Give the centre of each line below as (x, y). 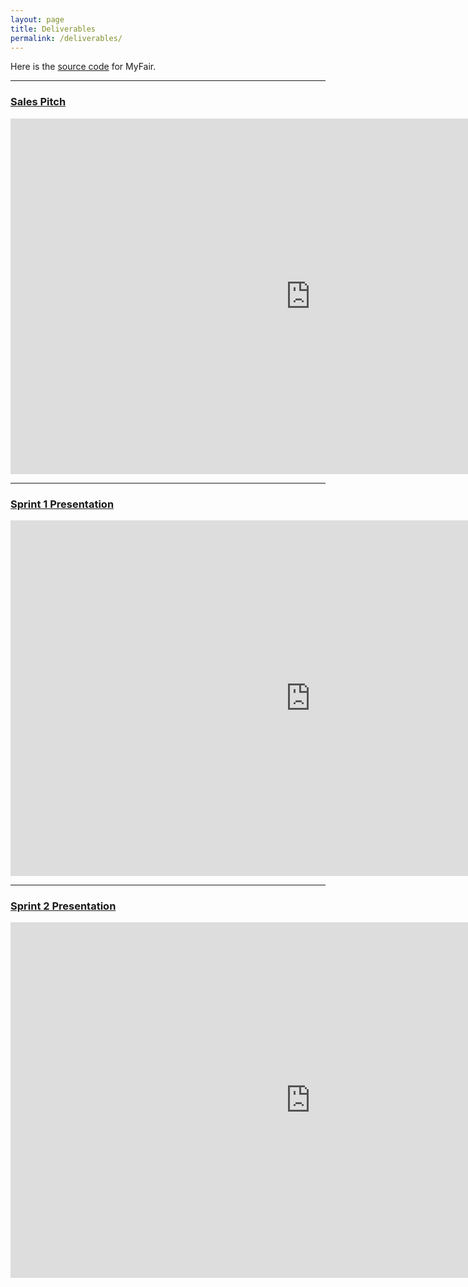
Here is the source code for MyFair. (83, 67)
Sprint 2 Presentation (63, 906)
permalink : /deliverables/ (66, 38)
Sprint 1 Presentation (62, 504)
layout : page (37, 19)
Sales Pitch (38, 102)
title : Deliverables (53, 29)
